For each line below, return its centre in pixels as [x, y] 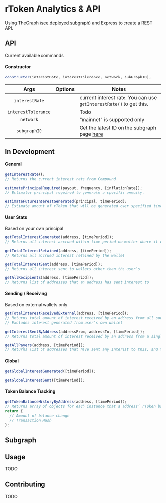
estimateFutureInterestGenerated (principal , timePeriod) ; [66, 201]
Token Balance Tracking [30, 391]
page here [91, 134]
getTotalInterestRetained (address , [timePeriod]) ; [58, 251]
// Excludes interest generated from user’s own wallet [64, 323]
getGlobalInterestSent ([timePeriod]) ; [45, 380]
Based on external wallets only [36, 305]
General [14, 164]
